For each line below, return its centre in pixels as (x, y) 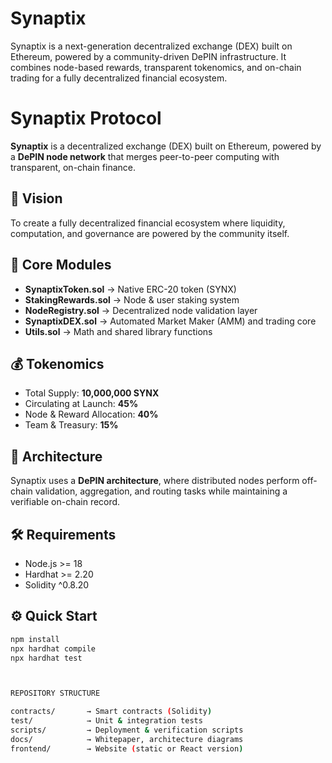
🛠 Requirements (63, 534)
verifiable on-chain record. (65, 502)
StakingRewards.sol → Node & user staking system (132, 299)
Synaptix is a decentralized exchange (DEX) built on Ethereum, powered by (166, 146)
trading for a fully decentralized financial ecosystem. (119, 78)
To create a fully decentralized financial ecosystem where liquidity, (148, 223)
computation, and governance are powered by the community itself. (150, 233)
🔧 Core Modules (61, 265)
